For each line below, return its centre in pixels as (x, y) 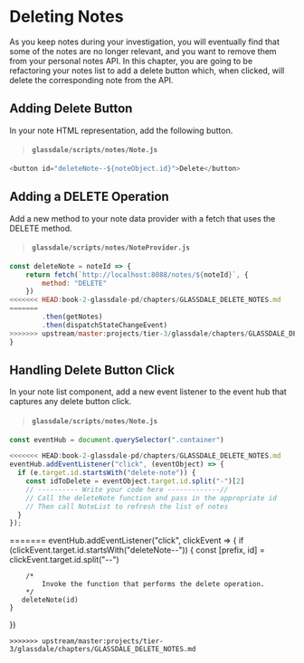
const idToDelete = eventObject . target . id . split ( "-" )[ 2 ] (135, 481)
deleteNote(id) (50, 600)
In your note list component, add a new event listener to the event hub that (148, 392)
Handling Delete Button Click (92, 369)
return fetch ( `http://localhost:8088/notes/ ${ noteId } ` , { (137, 275)
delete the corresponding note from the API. (91, 80)
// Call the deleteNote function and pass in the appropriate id (152, 498)
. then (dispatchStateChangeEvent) (105, 325)
